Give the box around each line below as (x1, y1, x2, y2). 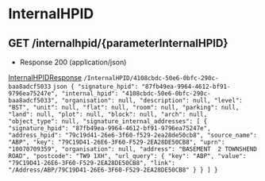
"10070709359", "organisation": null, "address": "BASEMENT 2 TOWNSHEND (8, 145, 258, 153)
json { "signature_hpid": (52, 83, 139, 90)
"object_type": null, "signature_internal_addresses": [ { (8, 117, 208, 125)
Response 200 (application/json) (19, 57, 127, 67)
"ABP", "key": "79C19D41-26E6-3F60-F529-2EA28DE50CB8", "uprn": (8, 138, 225, 146)
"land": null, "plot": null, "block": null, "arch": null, (8, 110, 208, 118)
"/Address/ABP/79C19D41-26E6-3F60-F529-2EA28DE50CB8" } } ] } (8, 166, 218, 174)
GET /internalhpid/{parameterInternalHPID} (8, 37, 229, 50)
